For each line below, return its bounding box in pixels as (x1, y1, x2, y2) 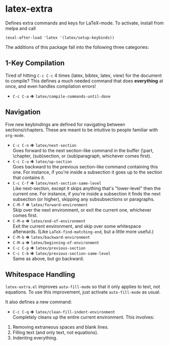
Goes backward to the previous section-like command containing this (12, 163, 158, 169)
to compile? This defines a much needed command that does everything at (5, 77, 163, 84)
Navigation (5, 108, 41, 117)
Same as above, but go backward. (12, 255, 84, 262)
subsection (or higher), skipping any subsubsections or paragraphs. (12, 196, 155, 202)
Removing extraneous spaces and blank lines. (12, 324, 109, 330)
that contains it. (12, 174, 46, 181)
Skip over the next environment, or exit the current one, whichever (12, 207, 152, 213)
